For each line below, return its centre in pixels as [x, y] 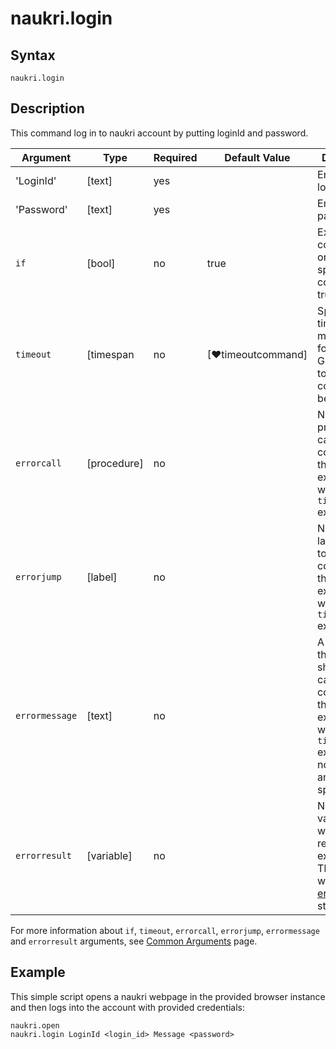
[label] [102, 577]
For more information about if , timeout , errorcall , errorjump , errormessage [165, 930]
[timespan [110, 354]
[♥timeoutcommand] [257, 354]
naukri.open [35, 1025]
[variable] [109, 855]
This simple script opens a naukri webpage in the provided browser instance [168, 996]
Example [38, 972]
